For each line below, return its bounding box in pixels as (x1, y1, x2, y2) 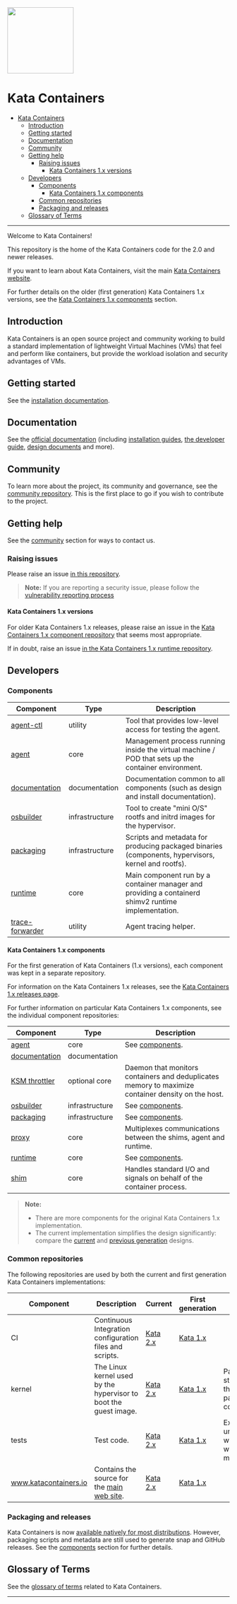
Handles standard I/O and (124, 1165, 210, 1175)
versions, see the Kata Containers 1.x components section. (7, 295, 178, 303)
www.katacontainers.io (11, 1478, 88, 1487)
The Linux (94, 1362, 127, 1372)
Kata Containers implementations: (7, 1278, 106, 1286)
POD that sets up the (126, 754, 194, 764)
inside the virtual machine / (126, 745, 215, 755)
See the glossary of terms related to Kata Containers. (7, 1582, 162, 1591)
